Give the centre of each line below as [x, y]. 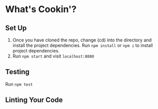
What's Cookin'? [41, 9]
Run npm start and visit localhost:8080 [53, 56]
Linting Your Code [34, 100]
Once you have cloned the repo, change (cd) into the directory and [82, 40]
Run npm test [19, 84]
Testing [17, 72]
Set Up [16, 28]
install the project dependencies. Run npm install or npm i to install [83, 45]
